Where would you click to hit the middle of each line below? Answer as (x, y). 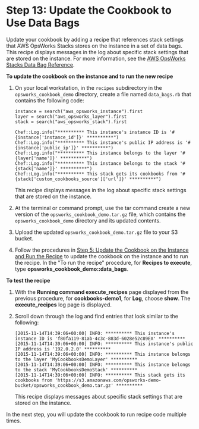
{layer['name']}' (36, 158)
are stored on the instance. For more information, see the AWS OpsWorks (96, 58)
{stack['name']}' (36, 168)
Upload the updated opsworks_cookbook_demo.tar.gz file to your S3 (96, 232)
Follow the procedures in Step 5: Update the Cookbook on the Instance (102, 250)
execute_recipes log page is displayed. (63, 305)
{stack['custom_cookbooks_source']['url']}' (71, 179)
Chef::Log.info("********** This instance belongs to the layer (96, 153)
